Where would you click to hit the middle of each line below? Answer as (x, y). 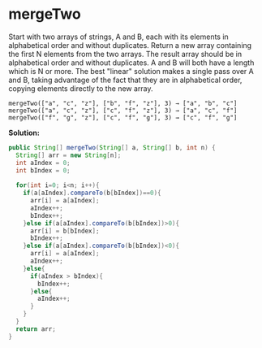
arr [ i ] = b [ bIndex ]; (64, 231)
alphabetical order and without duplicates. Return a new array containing (130, 45)
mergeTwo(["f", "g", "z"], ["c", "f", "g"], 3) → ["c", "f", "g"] (123, 117)
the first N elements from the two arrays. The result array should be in (125, 54)
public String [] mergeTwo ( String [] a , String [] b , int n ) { (112, 147)
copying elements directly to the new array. (81, 88)
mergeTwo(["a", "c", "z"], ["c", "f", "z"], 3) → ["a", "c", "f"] (123, 111)
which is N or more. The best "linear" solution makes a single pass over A (131, 71)
